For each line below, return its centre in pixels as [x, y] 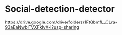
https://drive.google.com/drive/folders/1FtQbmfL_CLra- [61, 22]
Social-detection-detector [60, 9]
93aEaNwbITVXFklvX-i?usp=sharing [42, 27]
